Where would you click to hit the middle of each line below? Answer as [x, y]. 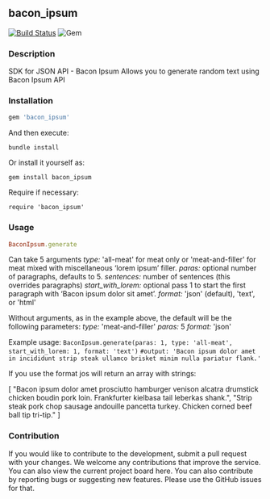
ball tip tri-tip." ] [34, 415]
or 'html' [22, 303]
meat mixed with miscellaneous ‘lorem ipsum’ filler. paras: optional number [133, 268]
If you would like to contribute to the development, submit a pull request [128, 453]
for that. [21, 488]
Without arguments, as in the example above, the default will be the [120, 318]
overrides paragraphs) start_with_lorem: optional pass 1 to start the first [127, 285]
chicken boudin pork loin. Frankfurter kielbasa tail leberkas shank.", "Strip [130, 398]
